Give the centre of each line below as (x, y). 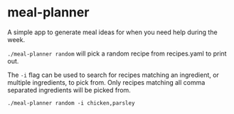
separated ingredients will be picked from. (69, 90)
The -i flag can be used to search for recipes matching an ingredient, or (113, 75)
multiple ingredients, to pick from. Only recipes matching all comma (106, 82)
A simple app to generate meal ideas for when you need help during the (113, 32)
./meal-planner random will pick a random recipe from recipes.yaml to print (117, 53)
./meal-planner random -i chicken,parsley (71, 103)
